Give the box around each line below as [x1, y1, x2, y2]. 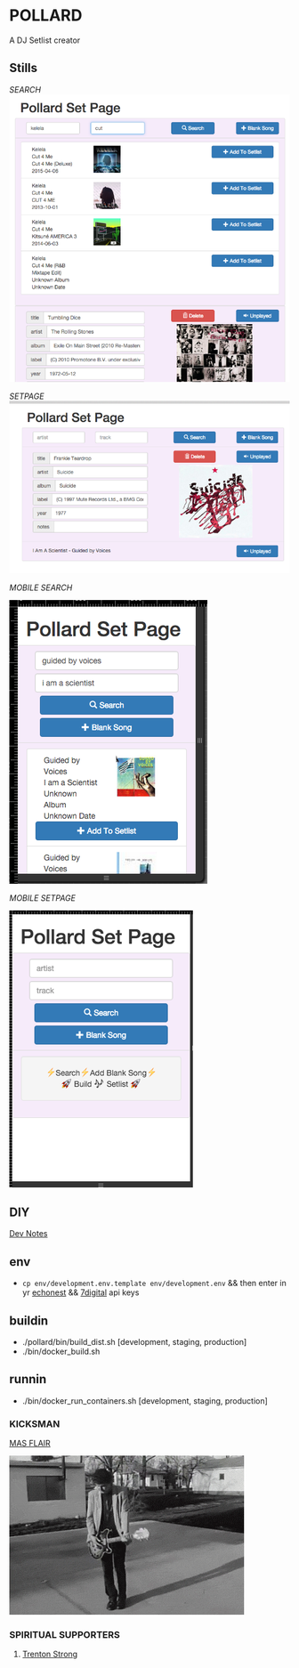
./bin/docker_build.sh [21, 1346, 101, 1356]
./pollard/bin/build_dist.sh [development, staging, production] [21, 1336, 247, 1347]
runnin [9, 1372, 47, 1387]
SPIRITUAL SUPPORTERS [9, 1628, 120, 1640]
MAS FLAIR [9, 1438, 51, 1449]
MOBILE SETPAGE [9, 892, 76, 903]
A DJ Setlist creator [9, 35, 81, 45]
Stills [9, 61, 38, 76]
